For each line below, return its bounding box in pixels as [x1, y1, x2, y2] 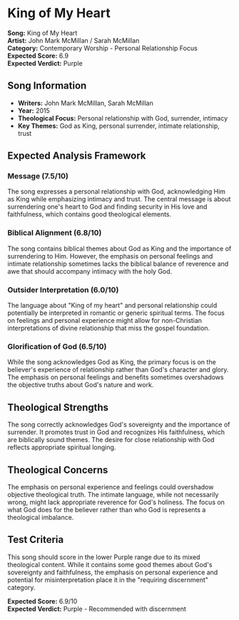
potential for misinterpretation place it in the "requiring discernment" [7, 575, 209, 584]
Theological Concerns [7, 464, 108, 476]
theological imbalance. [7, 513, 74, 521]
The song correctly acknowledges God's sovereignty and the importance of [7, 420, 230, 429]
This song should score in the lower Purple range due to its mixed [7, 552, 200, 561]
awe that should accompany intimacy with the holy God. [7, 266, 173, 276]
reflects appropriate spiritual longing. [7, 443, 116, 451]
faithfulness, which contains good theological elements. [7, 210, 172, 219]
